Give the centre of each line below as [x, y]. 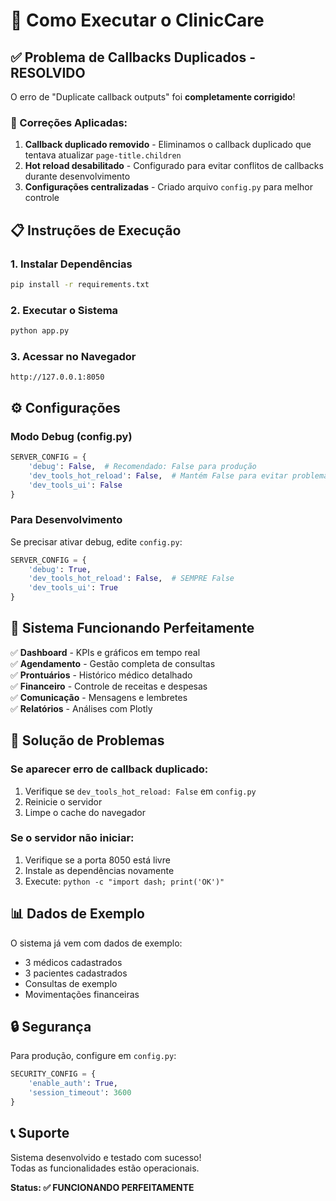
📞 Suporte [40, 1133]
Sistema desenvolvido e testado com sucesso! [106, 1157]
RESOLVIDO [48, 72]
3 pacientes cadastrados [76, 973]
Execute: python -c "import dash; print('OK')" [124, 881]
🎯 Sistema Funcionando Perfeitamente [132, 628]
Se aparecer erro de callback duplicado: [109, 769]
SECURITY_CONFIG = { [53, 1074]
